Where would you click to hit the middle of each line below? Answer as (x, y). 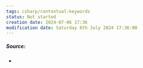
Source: (16, 46)
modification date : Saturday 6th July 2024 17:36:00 (72, 28)
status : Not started (31, 17)
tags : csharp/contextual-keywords (48, 11)
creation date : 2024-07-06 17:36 (47, 22)
